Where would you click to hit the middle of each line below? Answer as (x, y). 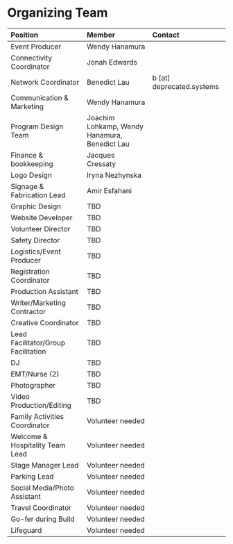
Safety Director (35, 240)
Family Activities (37, 416)
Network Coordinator (45, 82)
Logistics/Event (36, 252)
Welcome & (29, 436)
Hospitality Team (38, 445)
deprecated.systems (186, 86)
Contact (166, 35)
